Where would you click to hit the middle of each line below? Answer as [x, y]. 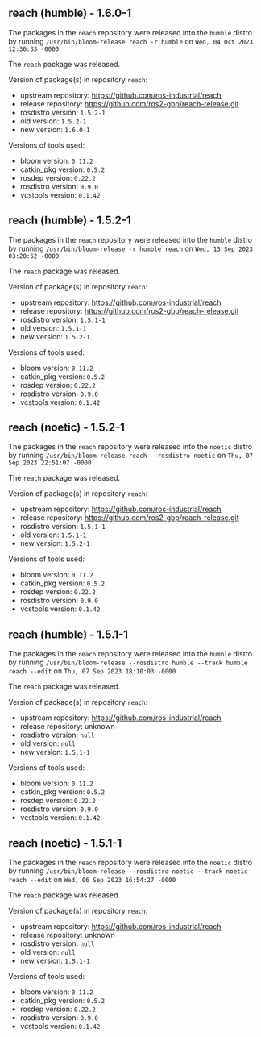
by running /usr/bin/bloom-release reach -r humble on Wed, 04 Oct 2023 [131, 41]
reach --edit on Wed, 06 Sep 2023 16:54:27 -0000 [92, 880]
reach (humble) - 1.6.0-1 [70, 13]
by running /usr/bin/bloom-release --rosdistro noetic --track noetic [128, 871]
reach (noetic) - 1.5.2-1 [66, 428]
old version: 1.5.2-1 [53, 121]
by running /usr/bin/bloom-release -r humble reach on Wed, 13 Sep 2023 [131, 248]
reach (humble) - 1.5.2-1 [70, 221]
